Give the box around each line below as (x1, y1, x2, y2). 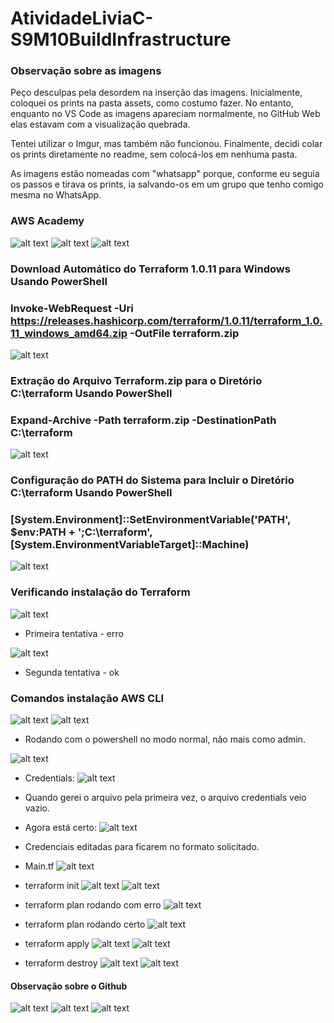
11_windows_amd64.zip (10, 326, 128, 340)
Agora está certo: (24, 822, 98, 834)
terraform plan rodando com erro (24, 899, 162, 911)
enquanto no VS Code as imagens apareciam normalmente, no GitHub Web (10, 108, 321, 120)
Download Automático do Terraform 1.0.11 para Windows (10, 262, 291, 276)
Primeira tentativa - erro (24, 627, 124, 639)
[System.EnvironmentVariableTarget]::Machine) (10, 538, 250, 552)
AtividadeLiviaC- (10, 7, 154, 30)
